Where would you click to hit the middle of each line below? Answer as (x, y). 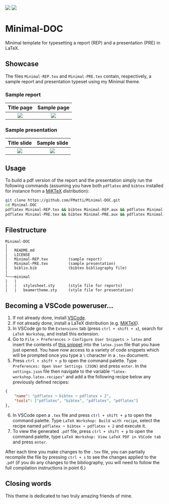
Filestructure (26, 230)
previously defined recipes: (41, 382)
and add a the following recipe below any (108, 377)
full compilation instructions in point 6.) (46, 468)
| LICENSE (18, 255)
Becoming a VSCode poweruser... (59, 305)
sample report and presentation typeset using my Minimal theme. (73, 81)
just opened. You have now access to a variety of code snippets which (86, 350)
